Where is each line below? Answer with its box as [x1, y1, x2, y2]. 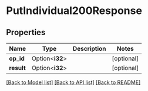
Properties [6, 27, 46, 37]
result [9, 64, 26, 72]
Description [72, 45, 107, 52]
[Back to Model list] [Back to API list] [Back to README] [6, 79, 141, 86]
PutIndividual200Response [6, 4, 143, 17]
